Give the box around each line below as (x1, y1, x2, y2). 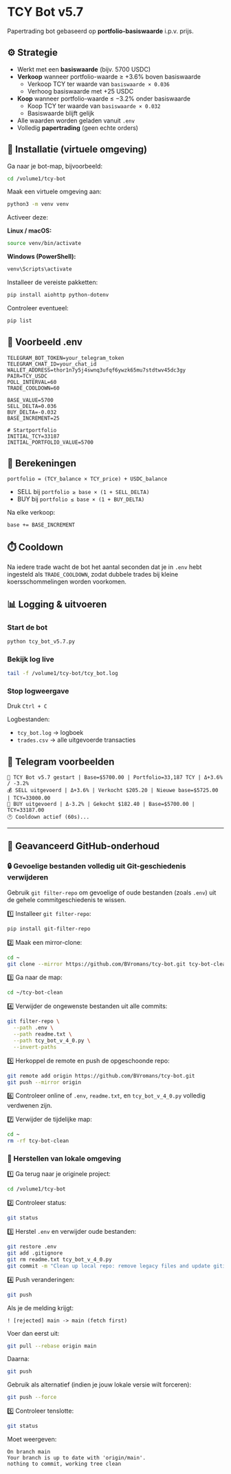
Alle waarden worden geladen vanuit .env (16, 116, 135, 125)
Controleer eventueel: (7, 303, 69, 312)
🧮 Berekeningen (7, 458, 77, 469)
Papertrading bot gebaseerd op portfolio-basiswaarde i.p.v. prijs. (7, 27, 194, 35)
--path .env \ (13, 1025, 54, 1032)
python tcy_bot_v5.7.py (7, 638, 76, 645)
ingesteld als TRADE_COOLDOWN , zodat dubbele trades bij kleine (7, 570, 179, 579)
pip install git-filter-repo (7, 925, 91, 932)
